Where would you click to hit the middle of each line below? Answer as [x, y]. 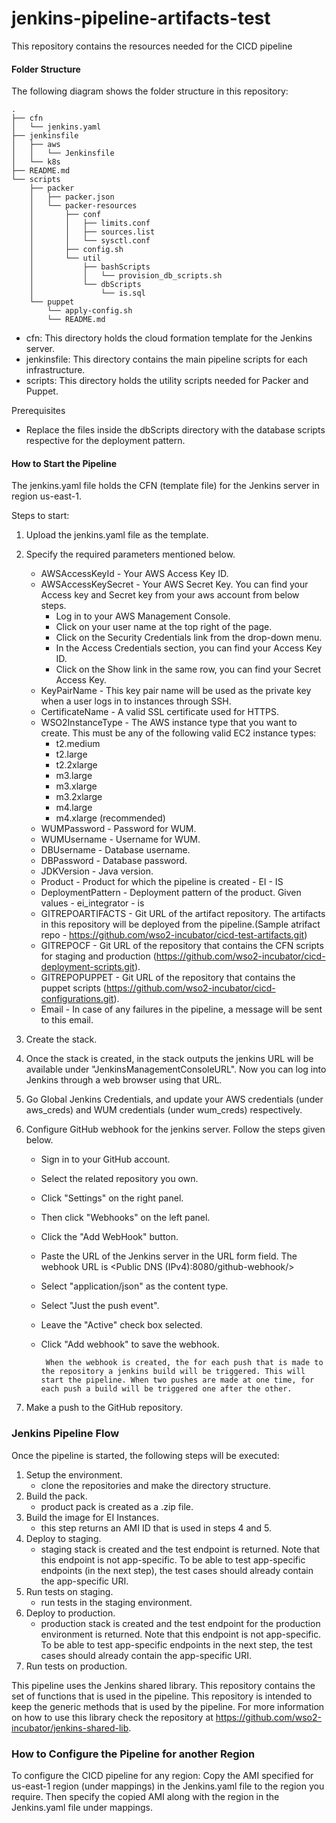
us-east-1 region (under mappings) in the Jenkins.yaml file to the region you [168, 1786]
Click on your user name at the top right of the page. [164, 627]
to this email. [67, 1020]
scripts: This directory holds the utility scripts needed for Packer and [167, 381]
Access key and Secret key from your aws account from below [170, 595]
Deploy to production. [70, 1613]
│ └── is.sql [87, 293]
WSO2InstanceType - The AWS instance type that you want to [169, 723]
